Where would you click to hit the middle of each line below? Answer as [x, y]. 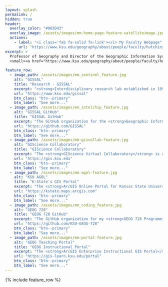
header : [13, 24]
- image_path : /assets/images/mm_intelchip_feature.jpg [69, 107]
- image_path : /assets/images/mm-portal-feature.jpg [66, 237]
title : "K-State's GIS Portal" [47, 182]
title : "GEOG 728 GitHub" [41, 214]
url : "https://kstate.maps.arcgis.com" [56, 191]
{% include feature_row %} [33, 279]
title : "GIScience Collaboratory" [50, 149]
